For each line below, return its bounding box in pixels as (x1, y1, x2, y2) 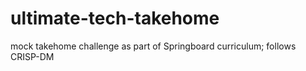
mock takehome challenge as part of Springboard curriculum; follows (10, 40, 297, 52)
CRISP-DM (10, 50, 55, 62)
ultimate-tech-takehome (10, 7, 220, 30)
